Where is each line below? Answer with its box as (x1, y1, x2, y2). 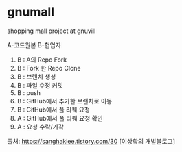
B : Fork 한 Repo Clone (16, 64, 81, 72)
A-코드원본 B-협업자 (7, 40, 62, 49)
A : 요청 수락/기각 (16, 123, 64, 131)
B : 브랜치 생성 (16, 73, 56, 81)
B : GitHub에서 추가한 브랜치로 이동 (16, 97, 113, 105)
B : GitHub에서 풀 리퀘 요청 (16, 105, 91, 114)
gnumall (7, 4, 55, 20)
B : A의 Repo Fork (16, 55, 67, 64)
